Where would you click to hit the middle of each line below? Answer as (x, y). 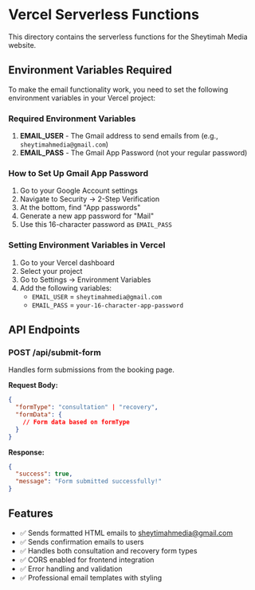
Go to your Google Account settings (78, 191)
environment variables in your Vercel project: (82, 98)
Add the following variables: (66, 287)
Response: (27, 452)
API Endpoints (44, 330)
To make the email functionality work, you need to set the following (118, 89)
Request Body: (33, 385)
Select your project (51, 271)
